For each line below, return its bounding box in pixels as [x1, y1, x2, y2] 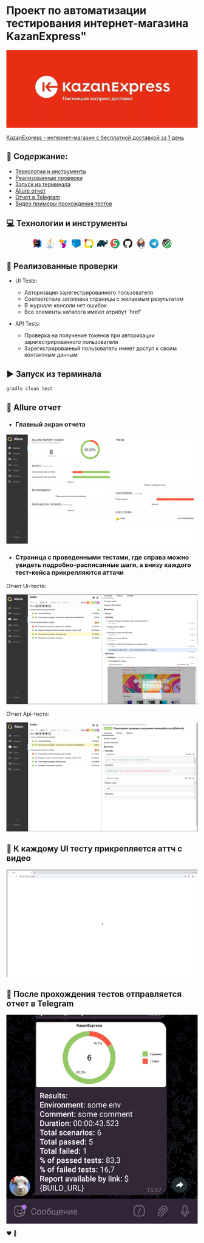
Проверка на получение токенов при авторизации [24, 332, 155, 339]
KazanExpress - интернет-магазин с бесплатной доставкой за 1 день [6, 134, 185, 141]
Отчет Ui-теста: [6, 582, 47, 589]
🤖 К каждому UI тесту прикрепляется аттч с [6, 843, 183, 854]
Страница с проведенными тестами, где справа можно [15, 553, 189, 562]
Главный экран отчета [15, 420, 86, 429]
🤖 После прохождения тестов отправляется [6, 989, 182, 999]
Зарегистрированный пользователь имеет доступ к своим [24, 344, 177, 352]
